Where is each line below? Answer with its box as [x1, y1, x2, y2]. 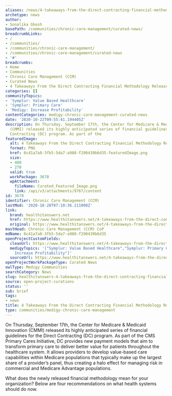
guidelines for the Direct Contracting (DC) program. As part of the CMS [5, 332, 155, 339]
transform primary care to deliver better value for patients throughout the [5, 343, 160, 349]
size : [10, 155, 22, 160]
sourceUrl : [10, 255, 33, 260]
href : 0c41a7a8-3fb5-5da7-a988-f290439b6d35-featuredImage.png [10, 151, 147, 156]
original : [10, 222, 31, 227]
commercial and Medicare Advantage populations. [5, 365, 112, 371]
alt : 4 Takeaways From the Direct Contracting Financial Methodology [10, 141, 161, 146]
